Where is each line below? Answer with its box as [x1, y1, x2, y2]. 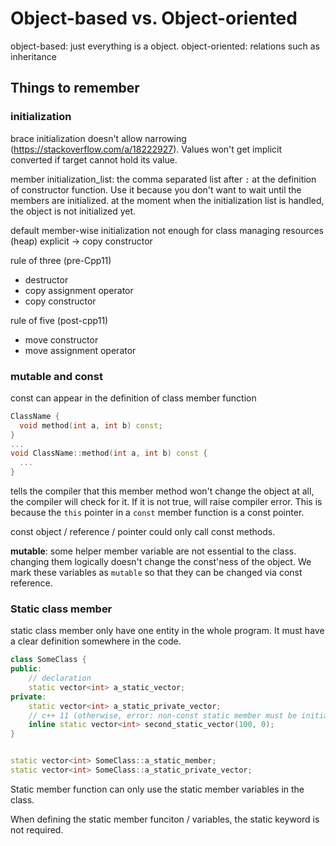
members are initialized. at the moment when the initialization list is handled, [10, 194, 325, 206]
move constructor [24, 333, 99, 346]
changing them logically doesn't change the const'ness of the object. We [10, 556, 312, 568]
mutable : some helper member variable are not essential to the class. [10, 545, 297, 557]
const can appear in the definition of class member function [10, 392, 257, 404]
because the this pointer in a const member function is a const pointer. [10, 507, 305, 519]
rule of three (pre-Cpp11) [10, 254, 112, 266]
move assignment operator [24, 344, 137, 356]
